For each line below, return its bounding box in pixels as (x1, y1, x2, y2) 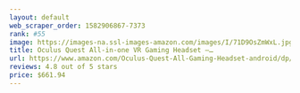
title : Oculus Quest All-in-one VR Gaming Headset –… (9, 46, 214, 55)
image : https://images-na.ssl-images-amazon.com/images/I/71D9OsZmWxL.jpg (9, 37, 294, 47)
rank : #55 (9, 29, 46, 38)
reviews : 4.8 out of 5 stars (9, 63, 118, 72)
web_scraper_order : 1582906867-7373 (9, 21, 146, 30)
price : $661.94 (9, 71, 66, 80)
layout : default (9, 12, 70, 22)
